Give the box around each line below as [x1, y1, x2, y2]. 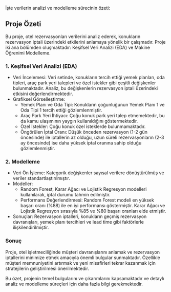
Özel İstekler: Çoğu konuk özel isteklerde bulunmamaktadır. [20, 123, 146, 130]
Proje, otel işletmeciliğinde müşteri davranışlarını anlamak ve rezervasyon [5, 249, 160, 255]
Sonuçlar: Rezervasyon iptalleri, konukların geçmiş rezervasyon [12, 213, 147, 220]
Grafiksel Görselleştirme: [12, 96, 66, 102]
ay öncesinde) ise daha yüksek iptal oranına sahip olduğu [20, 140, 142, 146]
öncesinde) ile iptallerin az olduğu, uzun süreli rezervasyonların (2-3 [20, 134, 164, 141]
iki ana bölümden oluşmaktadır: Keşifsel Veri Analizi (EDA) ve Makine [5, 44, 150, 50]
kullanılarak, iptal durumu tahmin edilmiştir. [20, 192, 111, 198]
